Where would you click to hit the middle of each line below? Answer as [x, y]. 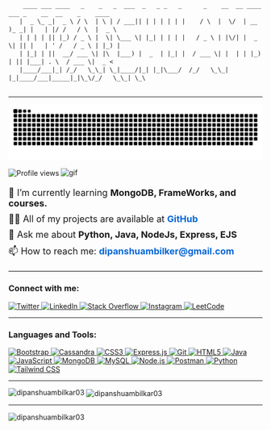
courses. [28, 204]
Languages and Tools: [52, 334]
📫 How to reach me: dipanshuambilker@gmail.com [121, 251]
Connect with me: [44, 289]
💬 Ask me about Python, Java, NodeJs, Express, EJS [123, 235]
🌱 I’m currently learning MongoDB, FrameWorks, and [122, 193]
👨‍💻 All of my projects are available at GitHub [103, 219]
